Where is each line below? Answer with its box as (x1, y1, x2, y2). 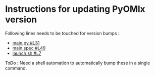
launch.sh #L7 (12, 50, 42, 56)
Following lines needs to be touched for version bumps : (5, 30, 120, 36)
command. (5, 65, 27, 71)
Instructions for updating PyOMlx (5, 3, 146, 15)
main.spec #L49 (12, 45, 46, 51)
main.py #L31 (12, 39, 40, 45)
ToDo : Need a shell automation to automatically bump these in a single (5, 60, 150, 66)
